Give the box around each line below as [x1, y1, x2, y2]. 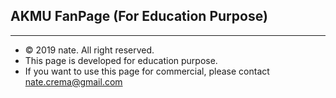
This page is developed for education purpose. [24, 54, 218, 66]
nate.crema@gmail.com [24, 75, 123, 88]
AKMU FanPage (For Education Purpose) [10, 8, 268, 25]
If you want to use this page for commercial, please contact [24, 65, 270, 77]
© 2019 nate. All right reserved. [24, 44, 155, 56]
